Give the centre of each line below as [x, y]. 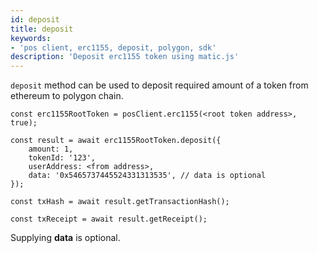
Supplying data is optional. [65, 238]
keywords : [31, 38]
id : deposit [35, 19]
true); [24, 123]
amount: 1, [51, 149]
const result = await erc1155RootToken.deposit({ [116, 141]
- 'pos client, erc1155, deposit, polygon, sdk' [113, 47]
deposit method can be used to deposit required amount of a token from [159, 85]
